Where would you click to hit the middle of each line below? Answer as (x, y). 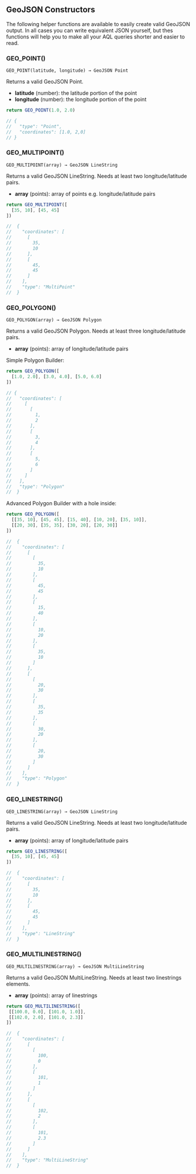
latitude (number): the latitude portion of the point (76, 93)
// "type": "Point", (34, 126)
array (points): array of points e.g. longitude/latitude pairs (85, 194)
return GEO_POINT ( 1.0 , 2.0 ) (41, 110)
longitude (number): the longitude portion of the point (81, 100)
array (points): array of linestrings (56, 995)
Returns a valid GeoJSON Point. (45, 82)
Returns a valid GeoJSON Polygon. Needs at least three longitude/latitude (96, 331)
